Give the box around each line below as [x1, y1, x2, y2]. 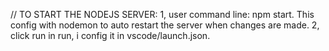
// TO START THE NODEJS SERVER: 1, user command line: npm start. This [10, 9, 315, 20]
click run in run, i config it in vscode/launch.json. [10, 30, 211, 41]
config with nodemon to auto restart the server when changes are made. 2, [10, 19, 320, 31]
